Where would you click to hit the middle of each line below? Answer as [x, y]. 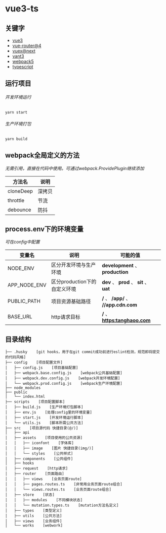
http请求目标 [66, 317]
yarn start [16, 112]
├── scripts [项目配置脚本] [35, 402]
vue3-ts [22, 9]
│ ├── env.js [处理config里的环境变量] [49, 413]
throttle [16, 200]
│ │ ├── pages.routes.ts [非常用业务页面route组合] [64, 484]
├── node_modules [23, 388]
